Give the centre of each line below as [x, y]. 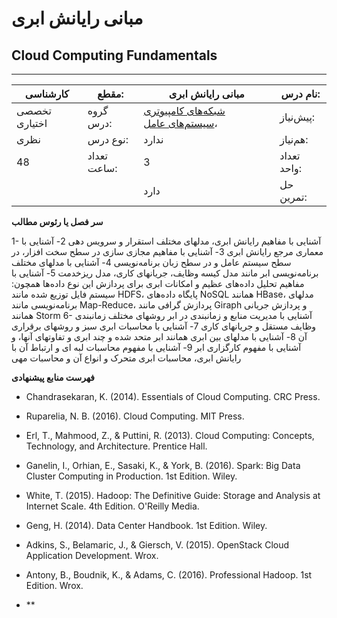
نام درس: [300, 94]
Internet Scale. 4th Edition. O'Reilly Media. [112, 506]
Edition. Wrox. [54, 585]
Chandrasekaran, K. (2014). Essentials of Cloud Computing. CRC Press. [173, 396]
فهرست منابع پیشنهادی [53, 377]
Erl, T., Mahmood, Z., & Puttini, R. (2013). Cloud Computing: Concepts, [170, 435]
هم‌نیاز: [294, 139]
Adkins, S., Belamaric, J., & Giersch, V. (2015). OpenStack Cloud [157, 545]
